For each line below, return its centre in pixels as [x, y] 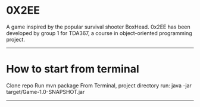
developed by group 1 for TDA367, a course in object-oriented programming [99, 33]
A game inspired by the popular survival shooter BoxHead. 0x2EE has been [98, 27]
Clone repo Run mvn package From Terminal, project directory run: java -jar [99, 85]
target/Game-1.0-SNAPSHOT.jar [46, 92]
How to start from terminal [73, 69]
